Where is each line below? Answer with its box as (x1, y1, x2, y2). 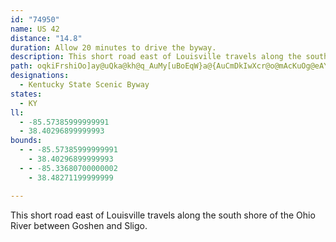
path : (10, 61, 33, 71)
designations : (10, 71, 70, 81)
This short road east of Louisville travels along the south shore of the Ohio (10, 209, 316, 221)
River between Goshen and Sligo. (10, 219, 148, 231)
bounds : (10, 136, 43, 146)
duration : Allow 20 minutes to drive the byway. (10, 42, 217, 53)
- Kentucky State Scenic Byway (19, 80, 150, 90)
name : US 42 (10, 24, 60, 34)
